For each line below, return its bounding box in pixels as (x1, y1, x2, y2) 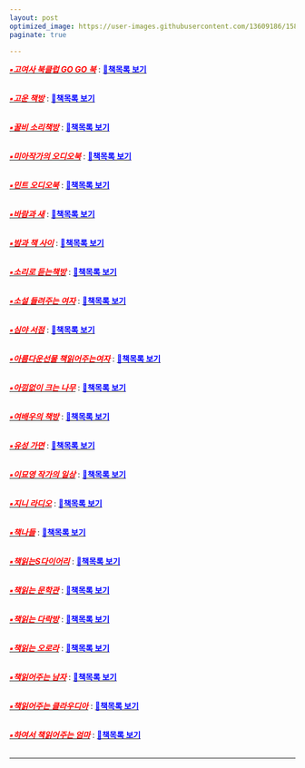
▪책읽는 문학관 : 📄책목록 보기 (9, 585, 111, 596)
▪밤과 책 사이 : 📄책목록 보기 (9, 238, 104, 249)
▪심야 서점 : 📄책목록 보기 (9, 324, 95, 336)
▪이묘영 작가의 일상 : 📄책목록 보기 (9, 469, 127, 480)
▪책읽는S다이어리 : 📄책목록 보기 (9, 556, 121, 567)
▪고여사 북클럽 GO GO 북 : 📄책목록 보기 (9, 64, 147, 75)
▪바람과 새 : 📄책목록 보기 (9, 209, 95, 220)
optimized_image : (9, 22, 75, 31)
